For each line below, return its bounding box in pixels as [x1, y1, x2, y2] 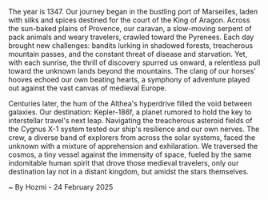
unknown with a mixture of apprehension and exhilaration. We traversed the [8, 142, 258, 150]
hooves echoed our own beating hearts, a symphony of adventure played [8, 75, 250, 84]
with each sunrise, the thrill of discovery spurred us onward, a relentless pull [8, 58, 261, 67]
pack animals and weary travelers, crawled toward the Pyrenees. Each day [8, 32, 254, 42]
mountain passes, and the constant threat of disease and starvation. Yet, [8, 50, 248, 58]
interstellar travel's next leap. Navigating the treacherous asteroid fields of [8, 116, 253, 125]
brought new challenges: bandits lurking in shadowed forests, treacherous [8, 41, 254, 50]
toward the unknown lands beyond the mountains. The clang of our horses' [8, 66, 257, 75]
